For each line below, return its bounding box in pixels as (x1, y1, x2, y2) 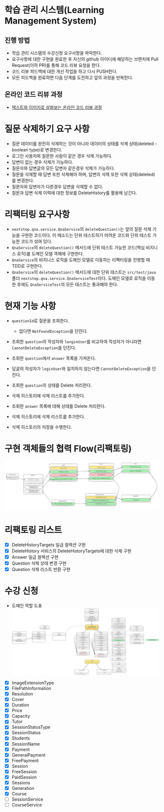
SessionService (11, 796, 44, 802)
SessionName (11, 741, 40, 747)
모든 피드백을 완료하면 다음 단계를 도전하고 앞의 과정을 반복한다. (11, 75, 133, 80)
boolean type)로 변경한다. (11, 147, 62, 152)
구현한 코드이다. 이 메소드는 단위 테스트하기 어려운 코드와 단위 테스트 (21, 232, 152, 238)
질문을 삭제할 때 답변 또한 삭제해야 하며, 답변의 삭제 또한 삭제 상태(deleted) (11, 171, 155, 177)
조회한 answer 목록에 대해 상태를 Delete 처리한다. (11, 403, 106, 409)
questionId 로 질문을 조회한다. (11, 318, 70, 324)
